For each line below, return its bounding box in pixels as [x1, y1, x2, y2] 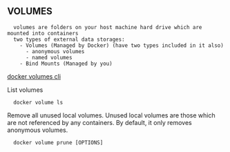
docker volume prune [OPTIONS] [13, 139, 104, 146]
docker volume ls [13, 99, 64, 106]
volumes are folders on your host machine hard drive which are [13, 23, 202, 30]
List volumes [7, 86, 44, 94]
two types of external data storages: [13, 36, 126, 43]
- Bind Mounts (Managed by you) [19, 60, 113, 67]
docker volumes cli [7, 72, 61, 80]
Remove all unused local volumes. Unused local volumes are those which [7, 111, 215, 120]
